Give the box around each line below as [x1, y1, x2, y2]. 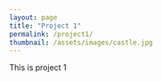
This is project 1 [9, 62, 67, 73]
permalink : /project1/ [9, 29, 93, 38]
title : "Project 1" [9, 21, 82, 30]
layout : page [9, 12, 58, 22]
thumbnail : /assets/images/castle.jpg [9, 37, 153, 47]
